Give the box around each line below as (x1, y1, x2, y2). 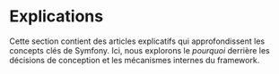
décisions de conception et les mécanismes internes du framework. (9, 54, 260, 65)
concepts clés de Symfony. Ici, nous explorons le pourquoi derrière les (9, 45, 271, 55)
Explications (9, 6, 104, 27)
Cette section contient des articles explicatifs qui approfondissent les (9, 36, 266, 46)
